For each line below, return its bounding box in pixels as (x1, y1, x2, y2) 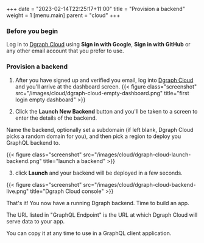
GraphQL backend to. (6, 139, 60, 146)
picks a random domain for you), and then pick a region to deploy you (6, 132, 181, 140)
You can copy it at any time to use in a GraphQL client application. (6, 229, 172, 237)
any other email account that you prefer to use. (6, 47, 124, 54)
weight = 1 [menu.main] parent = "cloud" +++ (6, 12, 121, 19)
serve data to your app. (6, 217, 65, 225)
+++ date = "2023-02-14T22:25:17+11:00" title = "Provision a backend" (6, 5, 186, 12)
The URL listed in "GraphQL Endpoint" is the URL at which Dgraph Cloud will (6, 211, 198, 219)
